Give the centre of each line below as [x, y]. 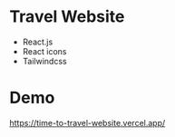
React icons [44, 51]
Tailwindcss [44, 61]
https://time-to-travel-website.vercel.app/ [87, 122]
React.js [38, 42]
